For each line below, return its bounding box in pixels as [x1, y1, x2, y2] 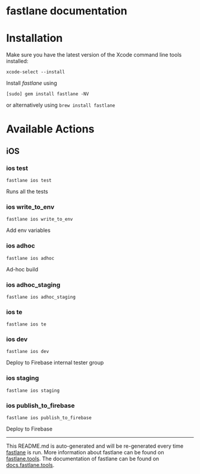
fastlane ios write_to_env [6, 216, 73, 222]
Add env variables [6, 227, 51, 234]
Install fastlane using [6, 79, 58, 87]
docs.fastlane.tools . [6, 461, 55, 469]
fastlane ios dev [6, 349, 49, 355]
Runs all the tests [6, 188, 49, 195]
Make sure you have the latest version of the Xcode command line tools [6, 51, 182, 58]
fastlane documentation [6, 4, 127, 18]
